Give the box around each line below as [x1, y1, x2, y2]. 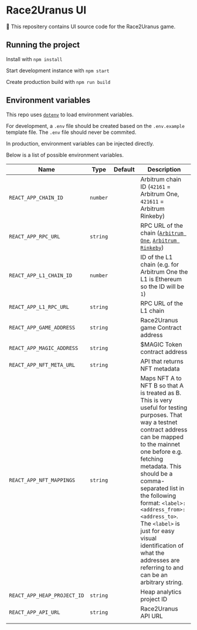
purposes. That [140, 410, 183, 419]
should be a [140, 469, 173, 477]
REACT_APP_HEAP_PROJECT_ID [9, 592, 84, 599]
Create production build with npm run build [6, 78, 111, 85]
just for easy [140, 527, 175, 535]
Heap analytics [140, 588, 182, 596]
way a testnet [140, 418, 178, 426]
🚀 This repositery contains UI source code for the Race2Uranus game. [6, 23, 176, 30]
